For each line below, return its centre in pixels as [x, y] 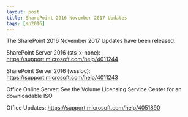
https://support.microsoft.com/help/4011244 [62, 59]
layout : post [23, 12]
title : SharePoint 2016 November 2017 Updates [67, 18]
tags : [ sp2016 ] [26, 23]
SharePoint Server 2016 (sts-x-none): [54, 53]
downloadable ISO [30, 96]
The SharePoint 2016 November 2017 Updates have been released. [91, 41]
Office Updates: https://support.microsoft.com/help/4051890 [83, 108]
